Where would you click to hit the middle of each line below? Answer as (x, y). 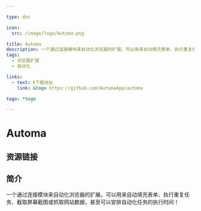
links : (14, 77)
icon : (13, 27)
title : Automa (24, 44)
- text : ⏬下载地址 (33, 82)
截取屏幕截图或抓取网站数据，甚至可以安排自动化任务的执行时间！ (98, 202)
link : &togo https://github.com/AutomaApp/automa (80, 88)
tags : (13, 55)
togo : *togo (21, 99)
